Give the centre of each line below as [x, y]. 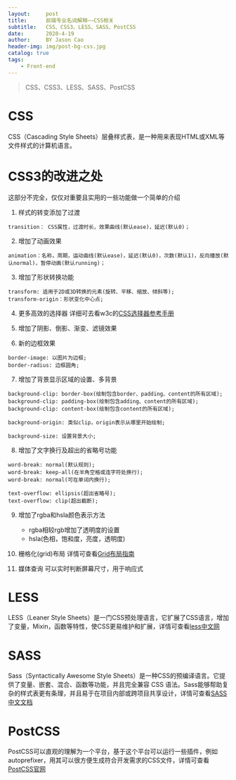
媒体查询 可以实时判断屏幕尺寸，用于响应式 [80, 569]
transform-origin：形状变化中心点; [56, 299]
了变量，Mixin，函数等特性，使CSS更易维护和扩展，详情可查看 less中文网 [114, 626]
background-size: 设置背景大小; [52, 436]
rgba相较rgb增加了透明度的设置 [74, 530]
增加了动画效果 [40, 241]
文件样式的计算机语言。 [42, 145]
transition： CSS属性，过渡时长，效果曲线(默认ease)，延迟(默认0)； [99, 227]
